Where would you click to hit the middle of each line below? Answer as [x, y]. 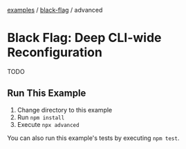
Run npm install [41, 117]
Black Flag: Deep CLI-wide [84, 38]
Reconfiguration [55, 53]
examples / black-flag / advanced [55, 10]
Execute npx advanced [48, 124]
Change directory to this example [65, 110]
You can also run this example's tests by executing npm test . [93, 138]
